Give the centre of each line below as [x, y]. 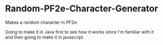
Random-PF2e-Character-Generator [82, 9]
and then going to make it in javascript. [45, 37]
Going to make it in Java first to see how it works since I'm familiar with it [80, 32]
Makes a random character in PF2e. [42, 22]
